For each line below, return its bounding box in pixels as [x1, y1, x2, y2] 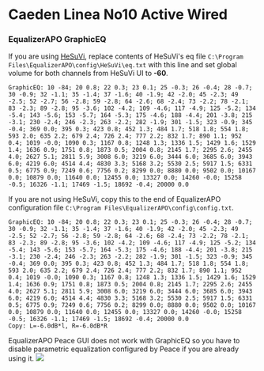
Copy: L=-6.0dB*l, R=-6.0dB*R [8, 322, 108, 330]
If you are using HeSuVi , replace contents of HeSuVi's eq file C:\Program [8, 51, 243, 61]
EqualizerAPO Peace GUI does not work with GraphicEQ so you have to [8, 336, 240, 346]
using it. [8, 354, 34, 363]
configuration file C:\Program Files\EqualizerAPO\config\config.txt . [8, 203, 235, 213]
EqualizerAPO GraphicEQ [8, 34, 107, 45]
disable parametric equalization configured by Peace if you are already [8, 344, 239, 354]
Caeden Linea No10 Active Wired [8, 6, 228, 24]
